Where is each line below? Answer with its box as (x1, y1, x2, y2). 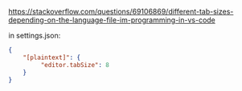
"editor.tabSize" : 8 (40, 61, 110, 69)
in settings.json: (8, 31, 61, 40)
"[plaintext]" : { (23, 53, 81, 61)
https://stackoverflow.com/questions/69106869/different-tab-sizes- (8, 7, 234, 16)
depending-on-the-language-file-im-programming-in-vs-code (8, 15, 215, 25)
